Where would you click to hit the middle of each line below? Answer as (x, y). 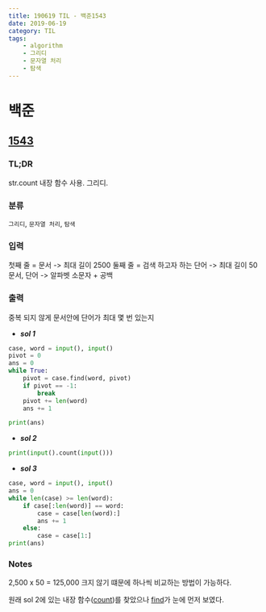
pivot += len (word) (56, 400)
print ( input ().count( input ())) (61, 453)
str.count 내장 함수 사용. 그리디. (58, 182)
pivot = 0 (25, 356)
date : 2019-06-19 (37, 23)
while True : (28, 371)
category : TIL (32, 31)
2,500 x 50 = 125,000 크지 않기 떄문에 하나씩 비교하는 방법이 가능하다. (120, 583)
